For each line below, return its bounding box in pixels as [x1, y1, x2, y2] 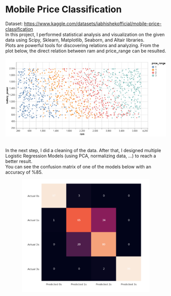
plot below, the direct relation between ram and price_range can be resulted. [5, 48, 166, 54]
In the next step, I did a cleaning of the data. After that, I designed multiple [5, 147, 161, 154]
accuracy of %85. [5, 169, 43, 175]
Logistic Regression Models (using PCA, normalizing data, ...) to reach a [5, 153, 157, 159]
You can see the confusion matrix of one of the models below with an [5, 164, 152, 170]
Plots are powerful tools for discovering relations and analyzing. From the [5, 42, 159, 48]
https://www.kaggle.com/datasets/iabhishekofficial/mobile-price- [23, 20, 162, 27]
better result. [5, 158, 33, 164]
